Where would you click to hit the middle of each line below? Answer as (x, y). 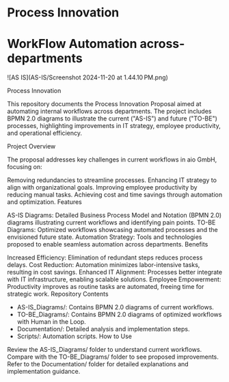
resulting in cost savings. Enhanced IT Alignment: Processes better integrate (115, 272)
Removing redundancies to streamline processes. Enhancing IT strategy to (112, 180)
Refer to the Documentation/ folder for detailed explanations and (98, 364)
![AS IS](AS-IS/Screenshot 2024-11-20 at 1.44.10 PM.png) (88, 77)
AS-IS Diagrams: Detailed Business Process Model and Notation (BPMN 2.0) (114, 215)
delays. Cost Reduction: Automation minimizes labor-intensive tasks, (104, 265)
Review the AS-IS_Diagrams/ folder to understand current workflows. (105, 350)
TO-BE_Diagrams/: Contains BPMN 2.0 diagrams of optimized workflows (119, 315)
